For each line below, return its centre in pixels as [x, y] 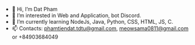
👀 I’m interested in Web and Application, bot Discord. [76, 15]
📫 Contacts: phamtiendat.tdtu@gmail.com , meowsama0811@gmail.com [100, 28]
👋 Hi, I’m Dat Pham [34, 9]
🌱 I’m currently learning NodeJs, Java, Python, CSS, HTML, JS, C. [92, 22]
